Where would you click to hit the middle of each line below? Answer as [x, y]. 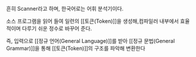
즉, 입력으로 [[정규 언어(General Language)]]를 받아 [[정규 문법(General [91, 41]
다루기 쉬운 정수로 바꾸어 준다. [57, 28]
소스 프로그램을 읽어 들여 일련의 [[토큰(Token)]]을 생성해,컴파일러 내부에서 [93, 21]
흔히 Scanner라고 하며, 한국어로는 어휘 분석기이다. [65, 9]
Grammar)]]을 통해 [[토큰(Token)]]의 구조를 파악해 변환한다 [76, 48]
